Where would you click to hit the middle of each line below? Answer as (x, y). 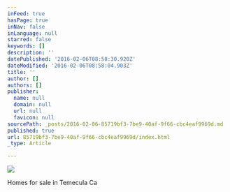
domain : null (33, 105)
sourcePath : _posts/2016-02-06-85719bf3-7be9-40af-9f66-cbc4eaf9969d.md (115, 124)
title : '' (22, 72)
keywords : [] (26, 46)
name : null (29, 98)
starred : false (29, 40)
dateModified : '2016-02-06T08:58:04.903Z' (70, 66)
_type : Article (29, 144)
